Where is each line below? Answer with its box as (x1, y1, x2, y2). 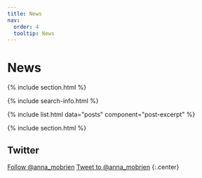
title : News (7, 10, 42, 18)
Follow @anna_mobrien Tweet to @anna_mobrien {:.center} (7, 163, 180, 171)
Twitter (7, 144, 40, 156)
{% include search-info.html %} (7, 97, 99, 105)
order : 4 (13, 23, 39, 30)
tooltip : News (13, 29, 55, 37)
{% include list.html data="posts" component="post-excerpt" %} (7, 110, 196, 119)
